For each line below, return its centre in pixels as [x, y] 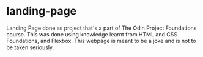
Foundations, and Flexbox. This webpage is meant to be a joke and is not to [102, 41]
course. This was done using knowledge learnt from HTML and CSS [92, 34]
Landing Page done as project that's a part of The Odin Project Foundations [102, 28]
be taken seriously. [30, 47]
